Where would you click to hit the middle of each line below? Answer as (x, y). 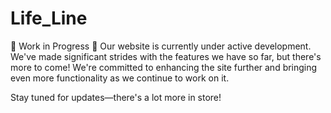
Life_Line (49, 18)
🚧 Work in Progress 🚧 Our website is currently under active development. (161, 46)
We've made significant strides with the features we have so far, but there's (166, 56)
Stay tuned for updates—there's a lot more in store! (116, 97)
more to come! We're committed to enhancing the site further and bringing (164, 67)
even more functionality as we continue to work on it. (120, 78)
